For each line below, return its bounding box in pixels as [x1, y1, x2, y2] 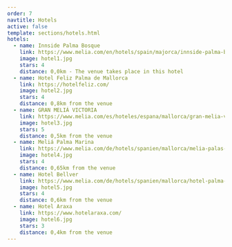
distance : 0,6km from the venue [19, 196, 113, 204]
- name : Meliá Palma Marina [13, 139, 95, 146]
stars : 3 [19, 222, 45, 229]
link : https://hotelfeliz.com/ [19, 81, 110, 88]
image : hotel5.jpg [19, 184, 72, 191]
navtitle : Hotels [7, 17, 57, 24]
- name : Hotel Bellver [13, 171, 79, 178]
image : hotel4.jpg [19, 152, 72, 159]
